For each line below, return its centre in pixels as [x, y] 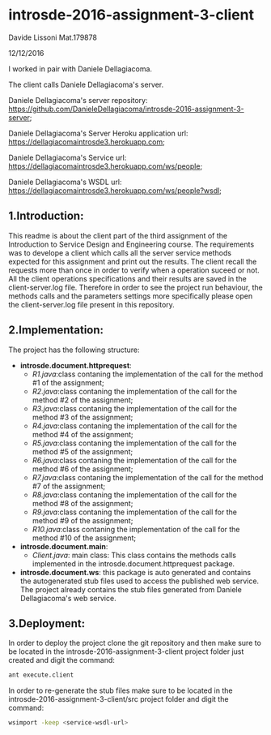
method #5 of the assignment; [83, 451]
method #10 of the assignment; [84, 538]
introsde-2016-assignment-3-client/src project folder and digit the [119, 699]
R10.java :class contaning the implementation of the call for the [136, 529]
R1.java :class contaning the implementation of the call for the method [148, 374]
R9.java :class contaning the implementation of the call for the [134, 512]
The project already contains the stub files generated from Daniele [131, 589]
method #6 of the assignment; [83, 469]
